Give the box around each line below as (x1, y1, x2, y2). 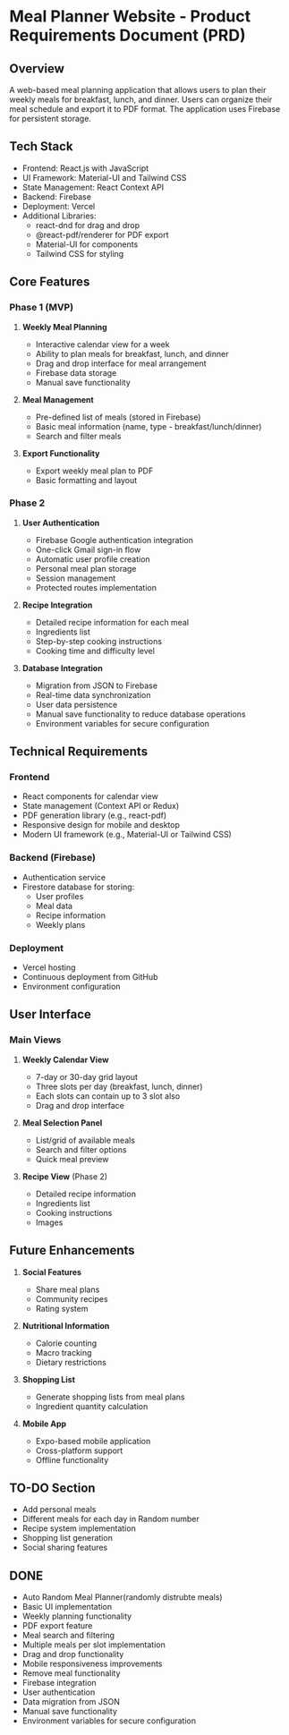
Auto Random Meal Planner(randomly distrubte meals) (21, 1592, 223, 1603)
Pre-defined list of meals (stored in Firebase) (35, 412, 201, 422)
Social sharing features (21, 1542, 108, 1553)
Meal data (35, 900, 73, 911)
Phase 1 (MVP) (9, 302, 74, 314)
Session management (35, 573, 116, 583)
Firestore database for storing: (21, 881, 135, 892)
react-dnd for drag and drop (35, 219, 140, 230)
